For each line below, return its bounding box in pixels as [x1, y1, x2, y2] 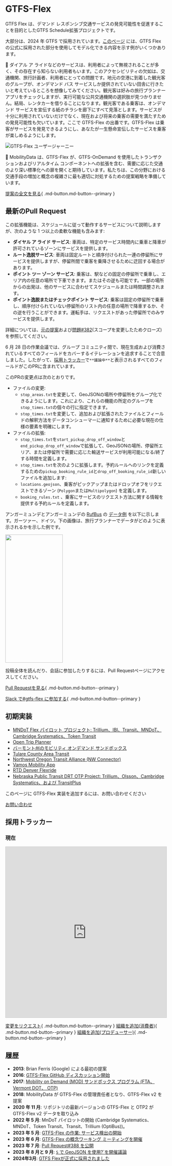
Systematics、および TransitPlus [12, 780, 82, 786]
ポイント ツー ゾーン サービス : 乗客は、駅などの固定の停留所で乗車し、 [12, 271, 162, 277]
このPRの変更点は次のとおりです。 [5, 374, 78, 380]
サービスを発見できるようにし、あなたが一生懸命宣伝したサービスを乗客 [14, 126, 166, 132]
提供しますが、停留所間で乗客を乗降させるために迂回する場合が [30, 258, 165, 264]
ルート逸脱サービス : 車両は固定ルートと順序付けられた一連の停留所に [12, 252, 159, 258]
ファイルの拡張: [12, 429, 46, 436]
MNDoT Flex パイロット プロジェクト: [12, 726, 92, 733]
